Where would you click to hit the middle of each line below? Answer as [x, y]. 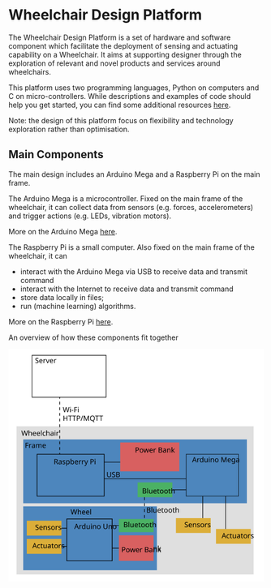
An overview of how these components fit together [93, 337]
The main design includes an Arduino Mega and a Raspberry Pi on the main [134, 174]
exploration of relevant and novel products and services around [114, 63]
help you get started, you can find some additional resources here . [120, 105]
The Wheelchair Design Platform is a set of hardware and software [120, 37]
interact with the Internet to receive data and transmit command [127, 289]
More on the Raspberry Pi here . [61, 321]
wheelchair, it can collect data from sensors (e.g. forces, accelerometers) [131, 207]
